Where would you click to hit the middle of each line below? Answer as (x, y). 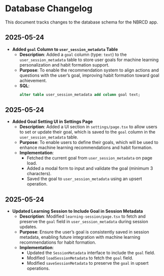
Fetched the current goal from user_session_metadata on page (90, 158)
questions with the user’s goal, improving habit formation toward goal (89, 75)
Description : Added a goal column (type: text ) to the (73, 54)
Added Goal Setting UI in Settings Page (52, 122)
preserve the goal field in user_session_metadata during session (84, 222)
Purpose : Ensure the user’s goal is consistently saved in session (84, 232)
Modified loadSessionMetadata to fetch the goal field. (80, 258)
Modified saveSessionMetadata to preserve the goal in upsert (88, 263)
